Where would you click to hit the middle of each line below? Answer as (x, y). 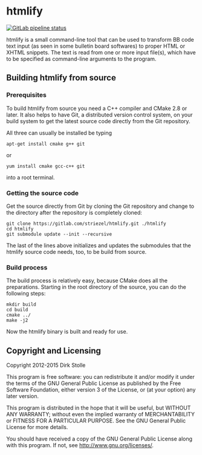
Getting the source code (43, 193)
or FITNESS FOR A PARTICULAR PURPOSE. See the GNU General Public (96, 421)
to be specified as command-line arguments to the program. (81, 59)
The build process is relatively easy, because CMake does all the (87, 281)
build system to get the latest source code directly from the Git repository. (98, 121)
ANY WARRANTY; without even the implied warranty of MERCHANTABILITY (101, 415)
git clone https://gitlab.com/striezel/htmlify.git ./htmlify (86, 224)
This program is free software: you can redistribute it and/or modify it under (100, 377)
